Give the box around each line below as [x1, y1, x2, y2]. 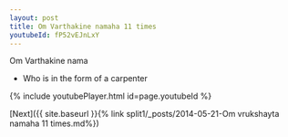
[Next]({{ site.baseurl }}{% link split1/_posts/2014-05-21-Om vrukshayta [9, 109, 280, 120]
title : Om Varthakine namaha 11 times [9, 22, 157, 31]
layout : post [9, 13, 59, 23]
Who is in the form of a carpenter [22, 73, 149, 84]
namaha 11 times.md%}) [9, 118, 100, 129]
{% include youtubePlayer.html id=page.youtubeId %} [9, 90, 212, 101]
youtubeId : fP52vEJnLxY [9, 30, 100, 39]
